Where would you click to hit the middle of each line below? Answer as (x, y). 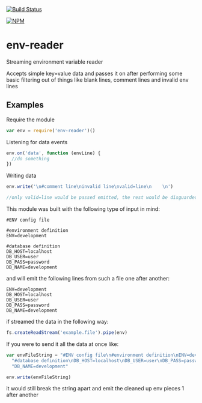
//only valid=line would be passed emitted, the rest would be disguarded (102, 198)
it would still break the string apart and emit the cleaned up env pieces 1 (95, 389)
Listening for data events (37, 142)
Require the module (31, 120)
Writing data (21, 176)
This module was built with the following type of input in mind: (83, 209)
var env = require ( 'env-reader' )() (51, 130)
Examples (25, 105)
